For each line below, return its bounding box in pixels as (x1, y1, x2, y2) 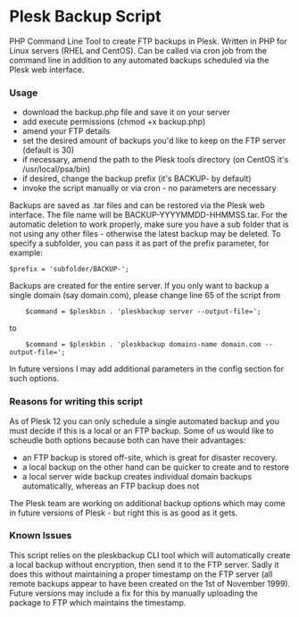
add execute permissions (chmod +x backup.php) (21, 116, 206, 127)
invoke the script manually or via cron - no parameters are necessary (21, 183, 277, 194)
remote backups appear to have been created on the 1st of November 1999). (9, 578, 291, 588)
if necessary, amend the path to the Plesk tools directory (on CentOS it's (21, 154, 289, 165)
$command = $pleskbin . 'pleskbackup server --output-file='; (25, 307, 262, 316)
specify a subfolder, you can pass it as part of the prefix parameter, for (9, 238, 270, 249)
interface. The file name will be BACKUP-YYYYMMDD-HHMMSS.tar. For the (9, 210, 288, 221)
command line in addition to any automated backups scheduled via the (9, 54, 270, 65)
